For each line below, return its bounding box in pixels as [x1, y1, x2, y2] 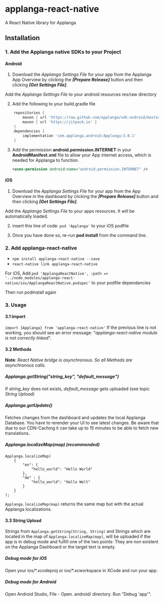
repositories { [14, 110, 45, 116]
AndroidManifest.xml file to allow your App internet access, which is [12, 152, 151, 158]
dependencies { [14, 128, 45, 133]
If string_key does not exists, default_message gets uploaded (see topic [5, 386, 150, 392]
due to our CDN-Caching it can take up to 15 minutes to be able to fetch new [5, 425, 159, 431]
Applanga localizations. [5, 506, 52, 512]
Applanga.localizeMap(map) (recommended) [5, 441, 100, 447]
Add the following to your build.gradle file [12, 101, 96, 107]
